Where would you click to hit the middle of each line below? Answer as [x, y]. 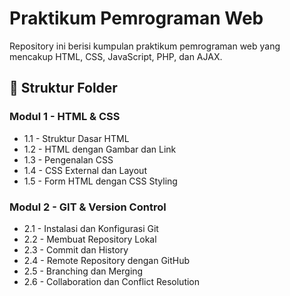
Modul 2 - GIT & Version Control [88, 207]
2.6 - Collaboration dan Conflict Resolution [112, 281]
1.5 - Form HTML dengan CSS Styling [100, 181]
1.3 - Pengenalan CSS [68, 159]
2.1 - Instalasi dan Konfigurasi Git [91, 228]
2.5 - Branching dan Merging [83, 271]
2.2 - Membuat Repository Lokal [90, 239]
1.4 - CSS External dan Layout [85, 170]
